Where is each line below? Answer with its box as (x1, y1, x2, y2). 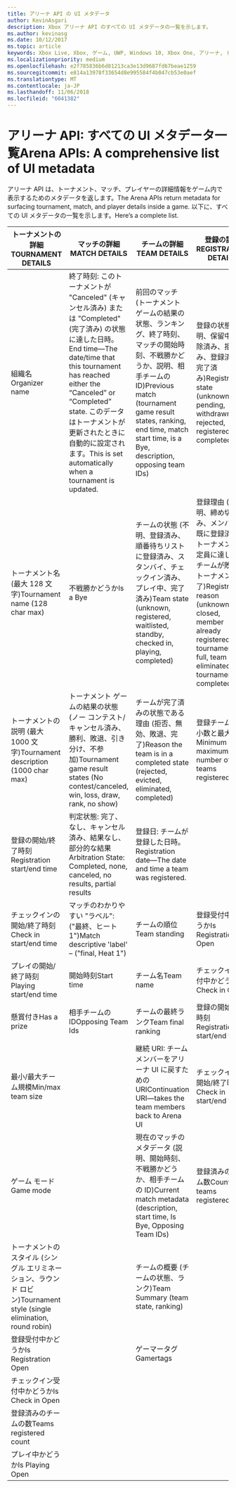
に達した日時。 (69, 335, 119, 344)
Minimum (196, 737, 227, 747)
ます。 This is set (69, 448, 123, 458)
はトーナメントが (69, 417, 126, 427)
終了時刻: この (69, 271, 115, 281)
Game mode (11, 1185, 51, 1195)
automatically (69, 458, 114, 467)
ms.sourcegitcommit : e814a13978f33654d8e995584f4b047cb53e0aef (7, 69, 197, 76)
